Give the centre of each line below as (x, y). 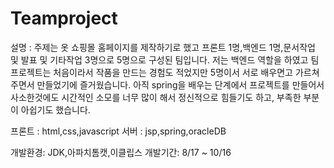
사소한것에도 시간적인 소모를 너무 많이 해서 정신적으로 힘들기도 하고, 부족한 (156, 97)
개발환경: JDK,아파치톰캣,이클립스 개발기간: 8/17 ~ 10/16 (121, 152)
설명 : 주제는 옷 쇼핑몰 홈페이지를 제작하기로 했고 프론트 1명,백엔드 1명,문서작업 (163, 47)
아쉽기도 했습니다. (55, 109)
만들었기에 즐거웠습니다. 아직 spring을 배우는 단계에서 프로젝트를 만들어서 (180, 84)
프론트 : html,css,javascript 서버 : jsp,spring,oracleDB (118, 131)
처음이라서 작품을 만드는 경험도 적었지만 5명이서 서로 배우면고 (173, 72)
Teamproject (64, 18)
